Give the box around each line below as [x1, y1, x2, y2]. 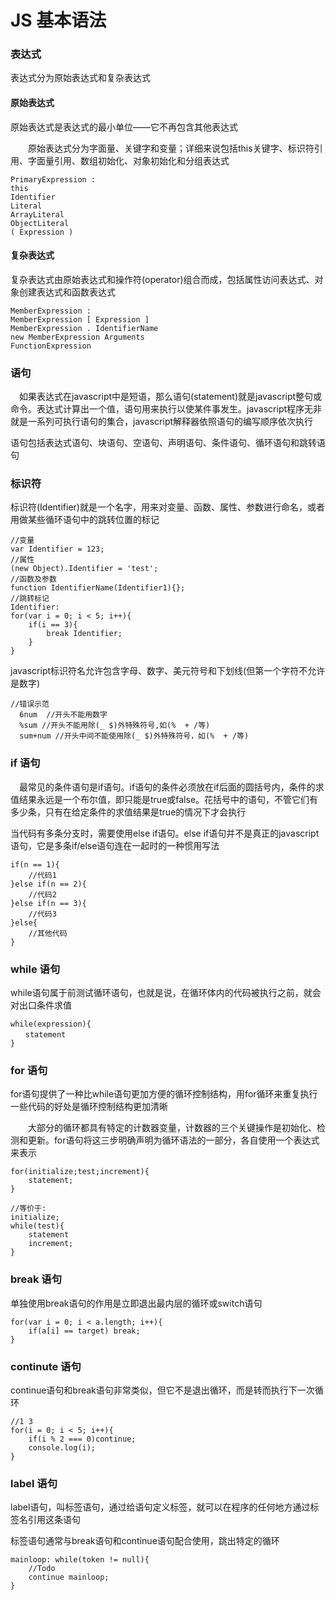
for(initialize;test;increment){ [10, 1167, 150, 1177]
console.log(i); [28, 1442, 97, 1453]
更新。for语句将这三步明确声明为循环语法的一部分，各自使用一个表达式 [27, 1134, 320, 1146]
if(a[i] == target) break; [28, 1326, 141, 1336]
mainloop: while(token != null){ [10, 1555, 150, 1565]
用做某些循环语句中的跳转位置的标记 [10, 514, 160, 526]
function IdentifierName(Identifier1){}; [10, 583, 186, 593]
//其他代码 [28, 928, 68, 938]
